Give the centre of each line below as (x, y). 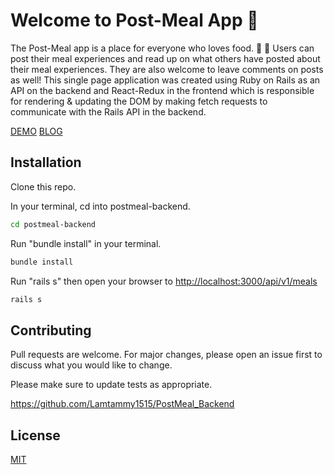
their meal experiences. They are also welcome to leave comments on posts (167, 69)
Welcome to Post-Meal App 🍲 (134, 20)
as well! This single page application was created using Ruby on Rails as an (165, 80)
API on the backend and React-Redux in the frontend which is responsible (162, 90)
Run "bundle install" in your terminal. (86, 243)
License (35, 435)
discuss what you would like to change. (91, 365)
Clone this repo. (43, 186)
